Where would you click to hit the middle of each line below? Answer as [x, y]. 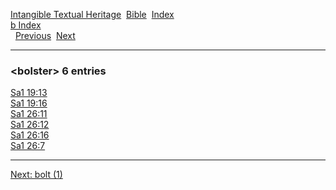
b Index [26, 25]
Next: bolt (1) [36, 175]
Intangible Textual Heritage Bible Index [92, 14]
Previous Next [45, 35]
